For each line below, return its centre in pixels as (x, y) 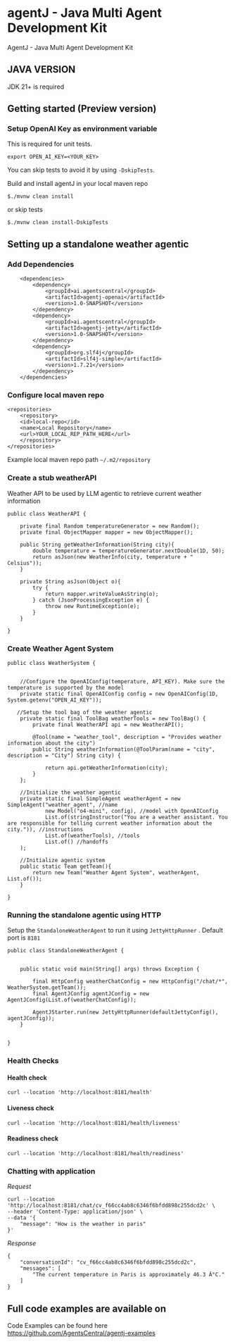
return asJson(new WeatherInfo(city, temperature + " (113, 557)
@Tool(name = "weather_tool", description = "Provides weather (127, 738)
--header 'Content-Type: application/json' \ (75, 1212)
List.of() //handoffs (77, 842)
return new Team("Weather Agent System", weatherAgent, (116, 873)
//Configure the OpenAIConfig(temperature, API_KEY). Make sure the (122, 682)
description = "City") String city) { (64, 756)
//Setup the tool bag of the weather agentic (84, 713)
